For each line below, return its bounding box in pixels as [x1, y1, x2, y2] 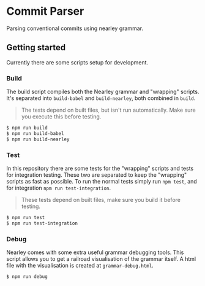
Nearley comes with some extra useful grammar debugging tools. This [6, 249, 184, 256]
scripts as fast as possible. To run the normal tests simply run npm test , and [6, 177, 197, 185]
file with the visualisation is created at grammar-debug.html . [6, 262, 154, 269]
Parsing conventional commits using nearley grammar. [6, 25, 144, 32]
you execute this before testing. [21, 113, 102, 120]
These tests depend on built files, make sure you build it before [21, 196, 181, 203]
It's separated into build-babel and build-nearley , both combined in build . [6, 95, 196, 102]
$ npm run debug [6, 274, 48, 280]
